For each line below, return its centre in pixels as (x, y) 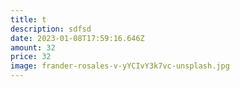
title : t (28, 19)
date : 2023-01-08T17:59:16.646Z (77, 38)
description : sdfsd (51, 29)
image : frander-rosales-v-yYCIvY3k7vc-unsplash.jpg (120, 66)
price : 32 (31, 57)
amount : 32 (33, 47)
